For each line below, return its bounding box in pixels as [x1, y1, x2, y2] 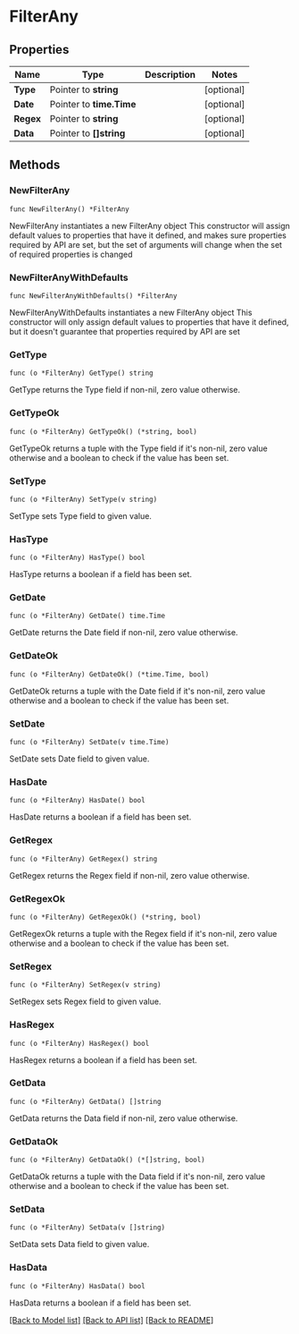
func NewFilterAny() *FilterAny [9, 204, 129, 214]
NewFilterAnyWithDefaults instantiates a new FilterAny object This [9, 307, 253, 318]
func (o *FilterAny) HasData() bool [9, 1281, 145, 1290]
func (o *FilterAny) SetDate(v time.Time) [9, 738, 170, 747]
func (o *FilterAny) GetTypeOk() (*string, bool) [9, 427, 198, 436]
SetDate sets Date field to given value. [9, 753, 150, 764]
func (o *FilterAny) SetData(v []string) [9, 1223, 166, 1232]
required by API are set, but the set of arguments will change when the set [9, 239, 283, 250]
